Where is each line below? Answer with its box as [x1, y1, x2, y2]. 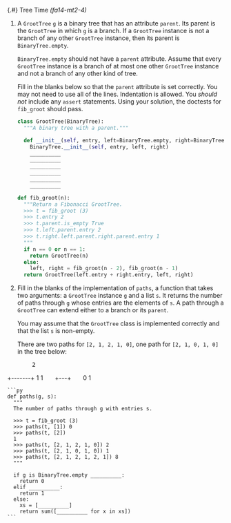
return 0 [19, 478, 45, 485]
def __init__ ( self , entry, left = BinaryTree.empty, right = [23, 137, 194, 144]
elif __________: [13, 484, 63, 491]
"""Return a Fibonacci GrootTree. [23, 200, 123, 208]
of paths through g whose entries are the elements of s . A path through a [17, 298, 224, 307]
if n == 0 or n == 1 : [23, 245, 86, 253]
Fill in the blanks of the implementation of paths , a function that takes [17, 284, 214, 292]
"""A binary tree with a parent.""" [23, 124, 129, 131]
